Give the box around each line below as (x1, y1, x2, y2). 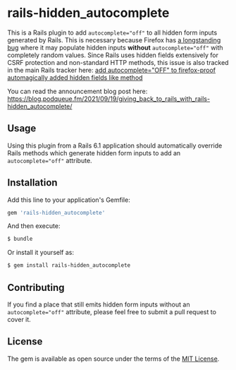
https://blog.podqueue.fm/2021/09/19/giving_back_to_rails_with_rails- (7, 94, 210, 103)
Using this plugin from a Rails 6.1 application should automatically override (7, 141, 223, 150)
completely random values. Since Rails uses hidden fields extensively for (7, 51, 218, 59)
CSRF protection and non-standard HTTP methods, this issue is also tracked (7, 58, 229, 66)
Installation (7, 177, 58, 189)
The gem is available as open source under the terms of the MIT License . (7, 354, 220, 363)
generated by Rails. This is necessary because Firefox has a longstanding (7, 35, 221, 44)
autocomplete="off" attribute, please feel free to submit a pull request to (7, 308, 217, 316)
